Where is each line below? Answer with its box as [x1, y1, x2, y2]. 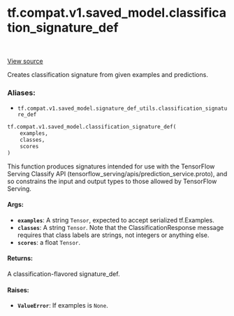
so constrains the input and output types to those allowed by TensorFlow [7, 177, 217, 185]
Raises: [7, 285, 29, 294]
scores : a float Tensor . [17, 238, 81, 246]
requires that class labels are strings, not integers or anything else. [17, 231, 210, 239]
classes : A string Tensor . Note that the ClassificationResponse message [17, 223, 224, 231]
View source [7, 57, 43, 65]
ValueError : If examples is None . [17, 301, 108, 310]
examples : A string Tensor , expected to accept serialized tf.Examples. [17, 215, 214, 224]
